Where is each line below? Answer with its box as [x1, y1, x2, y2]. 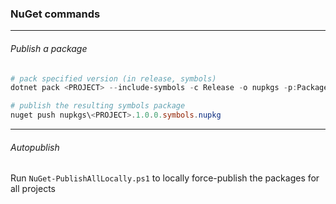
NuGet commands [10, 7, 101, 21]
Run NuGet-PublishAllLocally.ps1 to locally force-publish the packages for [10, 172, 320, 184]
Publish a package [10, 42, 88, 54]
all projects [10, 183, 56, 195]
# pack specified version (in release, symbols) [10, 73, 217, 84]
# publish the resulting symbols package [10, 101, 186, 111]
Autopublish [10, 141, 60, 153]
